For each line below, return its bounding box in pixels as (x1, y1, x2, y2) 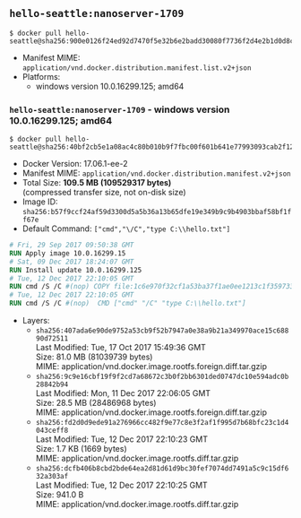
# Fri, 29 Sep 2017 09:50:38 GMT (9, 241, 134, 250)
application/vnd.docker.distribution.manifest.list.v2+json (21, 63, 252, 73)
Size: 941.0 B (35, 489, 84, 500)
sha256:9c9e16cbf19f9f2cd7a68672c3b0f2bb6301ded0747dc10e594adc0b (35, 372, 289, 382)
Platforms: (21, 71, 61, 82)
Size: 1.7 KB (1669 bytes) (35, 444, 127, 454)
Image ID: (21, 196, 58, 207)
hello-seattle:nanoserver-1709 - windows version (9, 103, 230, 116)
